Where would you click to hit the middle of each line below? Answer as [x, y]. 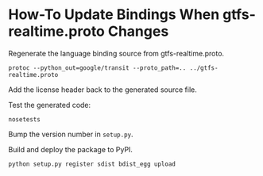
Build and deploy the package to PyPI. [71, 149]
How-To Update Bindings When [114, 15]
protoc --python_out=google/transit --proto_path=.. [97, 68]
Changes [138, 31]
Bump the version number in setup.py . [71, 134]
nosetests [25, 119]
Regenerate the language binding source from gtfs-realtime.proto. [116, 53]
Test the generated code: [50, 105]
